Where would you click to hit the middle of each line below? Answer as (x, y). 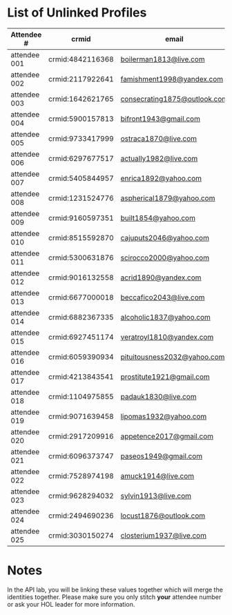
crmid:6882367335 (81, 317)
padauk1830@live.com (158, 396)
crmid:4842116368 (81, 59)
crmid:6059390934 (81, 357)
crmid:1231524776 (81, 198)
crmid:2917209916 (81, 436)
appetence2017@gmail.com (167, 436)
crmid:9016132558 (81, 277)
